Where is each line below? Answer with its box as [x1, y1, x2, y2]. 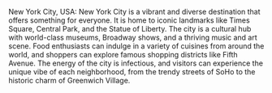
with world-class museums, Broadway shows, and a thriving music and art [8, 32, 257, 42]
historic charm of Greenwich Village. [8, 76, 131, 85]
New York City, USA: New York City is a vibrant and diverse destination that [8, 7, 261, 16]
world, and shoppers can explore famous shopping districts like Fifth [8, 50, 238, 59]
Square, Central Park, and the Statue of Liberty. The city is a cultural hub [8, 24, 252, 33]
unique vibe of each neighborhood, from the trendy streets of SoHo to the [8, 67, 256, 76]
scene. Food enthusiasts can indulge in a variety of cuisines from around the [8, 41, 265, 51]
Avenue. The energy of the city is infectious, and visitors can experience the [8, 58, 264, 68]
